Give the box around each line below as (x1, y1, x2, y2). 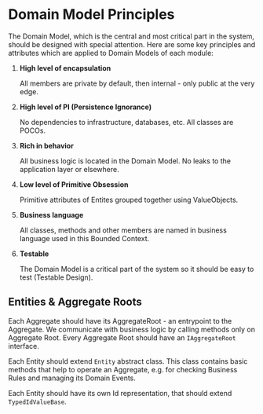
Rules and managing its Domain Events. (8, 373, 136, 383)
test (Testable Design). (19, 273, 93, 282)
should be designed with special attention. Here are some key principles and (8, 39, 256, 49)
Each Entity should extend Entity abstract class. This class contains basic (8, 356, 248, 366)
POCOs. (19, 126, 46, 135)
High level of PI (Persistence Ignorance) (19, 102, 152, 112)
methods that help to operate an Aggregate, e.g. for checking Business (8, 365, 238, 374)
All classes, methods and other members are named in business (19, 225, 228, 235)
